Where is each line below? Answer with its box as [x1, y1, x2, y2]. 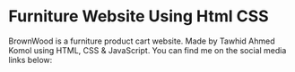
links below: [8, 54, 53, 65]
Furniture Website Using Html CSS [8, 6, 270, 27]
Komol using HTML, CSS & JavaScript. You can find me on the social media [8, 44, 287, 55]
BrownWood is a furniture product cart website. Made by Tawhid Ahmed [8, 36, 275, 46]
